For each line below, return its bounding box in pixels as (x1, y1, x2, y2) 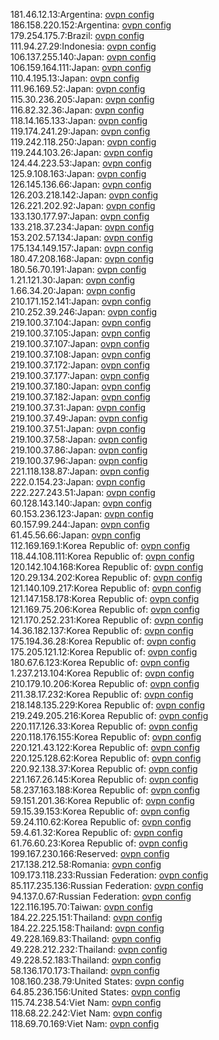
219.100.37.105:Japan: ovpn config (10, 327, 151, 339)
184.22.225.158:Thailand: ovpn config (10, 922, 165, 934)
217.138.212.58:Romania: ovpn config (10, 859, 162, 870)
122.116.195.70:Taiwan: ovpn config (10, 901, 154, 913)
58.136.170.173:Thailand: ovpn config (10, 965, 160, 976)
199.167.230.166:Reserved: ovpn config (10, 848, 170, 859)
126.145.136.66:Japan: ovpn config (10, 179, 152, 190)
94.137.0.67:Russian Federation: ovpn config (10, 890, 192, 902)
